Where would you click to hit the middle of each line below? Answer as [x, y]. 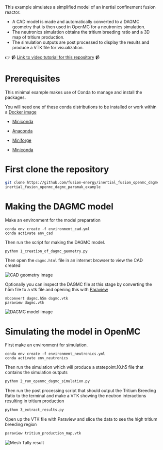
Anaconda [22, 131]
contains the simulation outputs [36, 373]
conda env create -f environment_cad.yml [48, 229]
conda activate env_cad [29, 233]
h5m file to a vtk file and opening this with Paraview [57, 290]
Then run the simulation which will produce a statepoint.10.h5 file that [74, 367]
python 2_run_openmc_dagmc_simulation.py [48, 381]
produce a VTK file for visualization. [48, 47]
